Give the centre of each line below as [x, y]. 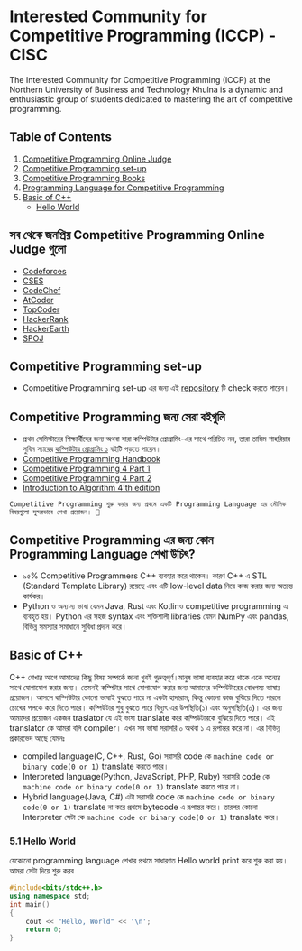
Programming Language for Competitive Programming [123, 188]
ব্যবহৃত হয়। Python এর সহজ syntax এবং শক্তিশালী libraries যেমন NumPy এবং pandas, [156, 616]
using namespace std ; [50, 896]
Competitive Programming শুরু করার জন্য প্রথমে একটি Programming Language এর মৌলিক [148, 504]
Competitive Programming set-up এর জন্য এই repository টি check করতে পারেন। [156, 388]
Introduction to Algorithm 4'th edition [91, 488]
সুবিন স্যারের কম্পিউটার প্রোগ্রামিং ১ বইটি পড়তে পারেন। [92, 449]
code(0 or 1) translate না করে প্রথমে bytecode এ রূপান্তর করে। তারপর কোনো [140, 807]
